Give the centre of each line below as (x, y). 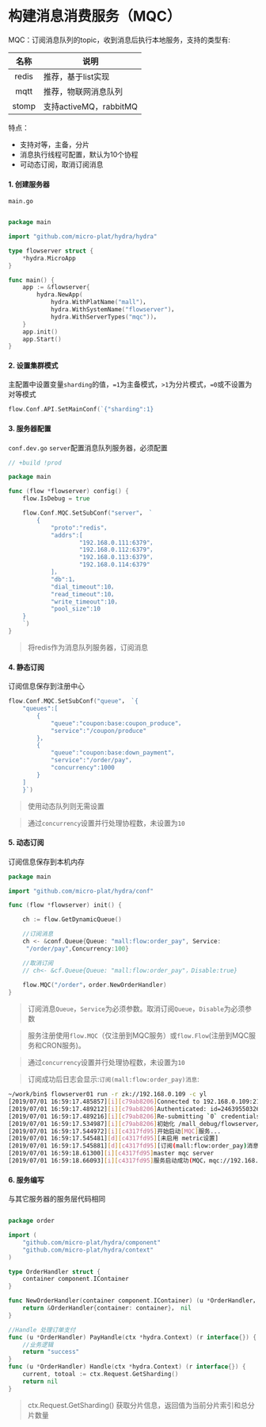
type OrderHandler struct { (55, 1271)
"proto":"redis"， (80, 528)
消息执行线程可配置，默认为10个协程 (79, 154)
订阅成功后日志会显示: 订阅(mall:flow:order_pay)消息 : (113, 1079)
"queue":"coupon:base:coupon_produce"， (117, 723)
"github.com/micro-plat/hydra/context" (88, 1250)
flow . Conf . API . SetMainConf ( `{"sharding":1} (81, 410)
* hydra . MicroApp (49, 258)
